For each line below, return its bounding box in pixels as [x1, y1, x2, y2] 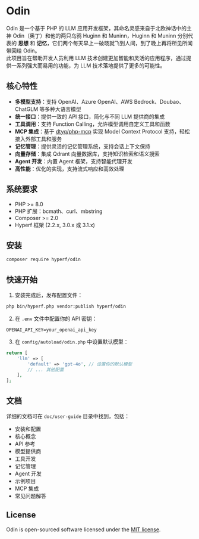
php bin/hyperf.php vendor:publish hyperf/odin [6, 303, 127, 309]
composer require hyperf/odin [6, 256, 81, 263]
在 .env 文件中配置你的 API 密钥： [14, 315, 97, 322]
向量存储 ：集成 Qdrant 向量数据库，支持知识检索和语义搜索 [14, 150, 160, 157]
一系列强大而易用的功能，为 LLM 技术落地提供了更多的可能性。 [11, 61, 166, 69]
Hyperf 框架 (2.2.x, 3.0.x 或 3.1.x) [14, 221, 95, 228]
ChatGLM [14, 106, 39, 113]
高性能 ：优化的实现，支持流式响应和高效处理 [14, 165, 125, 172]
